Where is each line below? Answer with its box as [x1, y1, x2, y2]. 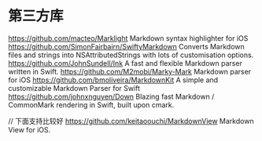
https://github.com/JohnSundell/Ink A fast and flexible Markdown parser [8, 58, 242, 67]
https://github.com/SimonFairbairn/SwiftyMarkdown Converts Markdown [8, 42, 245, 51]
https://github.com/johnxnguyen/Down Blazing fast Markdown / [8, 92, 215, 101]
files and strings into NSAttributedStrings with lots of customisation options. [8, 50, 254, 60]
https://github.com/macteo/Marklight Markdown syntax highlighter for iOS [8, 33, 249, 43]
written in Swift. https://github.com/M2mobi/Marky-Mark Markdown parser [8, 67, 252, 76]
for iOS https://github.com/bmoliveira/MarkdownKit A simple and [8, 75, 219, 85]
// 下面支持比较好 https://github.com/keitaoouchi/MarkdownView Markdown [8, 116, 254, 125]
